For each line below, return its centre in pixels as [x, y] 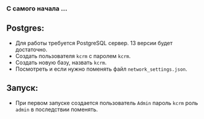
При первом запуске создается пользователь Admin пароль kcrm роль [107, 103]
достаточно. [31, 49]
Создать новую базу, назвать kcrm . [61, 62]
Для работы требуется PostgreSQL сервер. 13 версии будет [94, 43]
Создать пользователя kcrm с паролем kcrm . [73, 56]
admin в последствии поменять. [57, 109]
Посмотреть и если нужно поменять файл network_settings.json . [101, 69]
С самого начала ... [37, 9]
